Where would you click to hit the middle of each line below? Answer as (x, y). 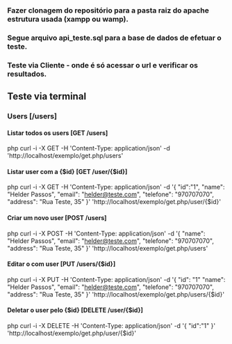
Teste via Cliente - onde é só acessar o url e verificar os (103, 65)
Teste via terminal (47, 96)
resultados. (27, 74)
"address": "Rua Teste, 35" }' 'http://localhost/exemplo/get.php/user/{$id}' (114, 202)
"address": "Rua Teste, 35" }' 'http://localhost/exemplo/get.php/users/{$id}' (116, 294)
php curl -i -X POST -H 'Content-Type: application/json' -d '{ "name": (106, 233)
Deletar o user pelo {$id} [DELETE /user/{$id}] (75, 310)
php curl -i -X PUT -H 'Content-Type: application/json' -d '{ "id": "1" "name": (116, 279)
